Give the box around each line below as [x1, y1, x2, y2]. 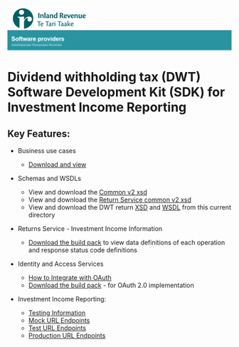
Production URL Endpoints [28, 331, 106, 340]
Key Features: [7, 128, 70, 140]
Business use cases [17, 147, 76, 155]
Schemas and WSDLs [17, 174, 82, 183]
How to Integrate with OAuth [28, 274, 112, 282]
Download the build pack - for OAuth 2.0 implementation [28, 281, 194, 290]
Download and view [28, 160, 87, 169]
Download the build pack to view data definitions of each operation [28, 238, 225, 247]
